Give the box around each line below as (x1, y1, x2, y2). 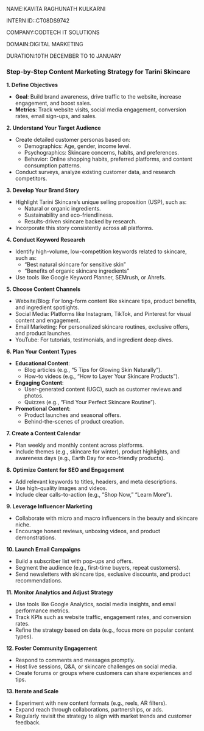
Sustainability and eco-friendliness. (24, 211, 114, 219)
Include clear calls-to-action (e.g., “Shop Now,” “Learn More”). (15, 491, 172, 498)
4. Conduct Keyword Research (6, 236, 85, 243)
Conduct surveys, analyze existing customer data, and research (15, 169, 175, 176)
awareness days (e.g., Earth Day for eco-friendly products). (15, 455, 166, 462)
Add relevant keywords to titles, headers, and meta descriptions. (15, 478, 178, 486)
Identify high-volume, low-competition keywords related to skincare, (15, 248, 187, 255)
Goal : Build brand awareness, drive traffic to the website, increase (15, 93, 181, 100)
